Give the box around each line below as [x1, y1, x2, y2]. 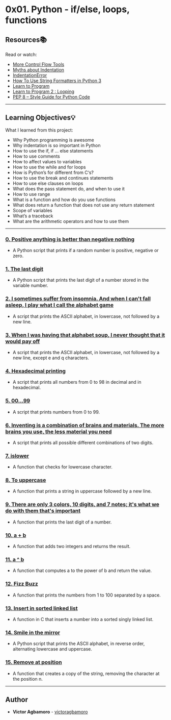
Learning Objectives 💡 [5, 113, 76, 122]
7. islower [5, 452, 30, 459]
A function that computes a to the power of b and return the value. [12, 567, 152, 574]
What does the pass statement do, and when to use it [12, 185, 125, 192]
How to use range [12, 191, 50, 197]
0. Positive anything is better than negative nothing [5, 236, 135, 243]
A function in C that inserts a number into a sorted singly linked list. [12, 616, 154, 622]
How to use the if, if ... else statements [12, 147, 93, 154]
